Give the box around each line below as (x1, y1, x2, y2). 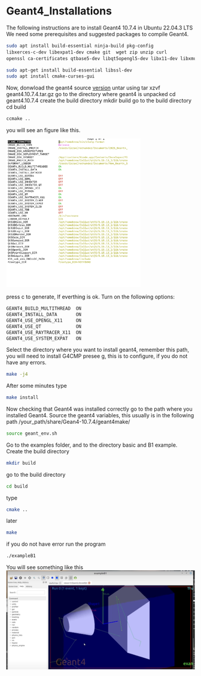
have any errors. (6, 359, 47, 366)
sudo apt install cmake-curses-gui (6, 73, 95, 79)
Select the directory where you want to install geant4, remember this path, (6, 346, 190, 354)
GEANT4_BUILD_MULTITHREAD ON (6, 306, 82, 312)
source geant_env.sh (6, 430, 58, 436)
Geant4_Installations (6, 4, 112, 18)
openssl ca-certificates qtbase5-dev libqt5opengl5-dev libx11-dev (6, 55, 178, 61)
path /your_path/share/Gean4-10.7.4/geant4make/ (6, 418, 130, 425)
